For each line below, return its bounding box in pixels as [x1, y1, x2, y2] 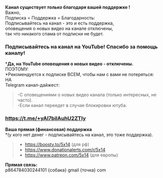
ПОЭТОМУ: [5, 66, 29, 72]
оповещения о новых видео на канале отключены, [5, 25, 113, 31]
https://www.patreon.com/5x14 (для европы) [24, 152, 118, 158]
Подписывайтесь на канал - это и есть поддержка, [5, 20, 114, 26]
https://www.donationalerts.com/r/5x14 [24, 146, 106, 152]
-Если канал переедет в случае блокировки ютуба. [17, 102, 127, 108]
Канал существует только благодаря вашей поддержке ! [5, 4, 131, 10]
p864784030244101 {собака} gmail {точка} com [5, 167, 106, 173]
